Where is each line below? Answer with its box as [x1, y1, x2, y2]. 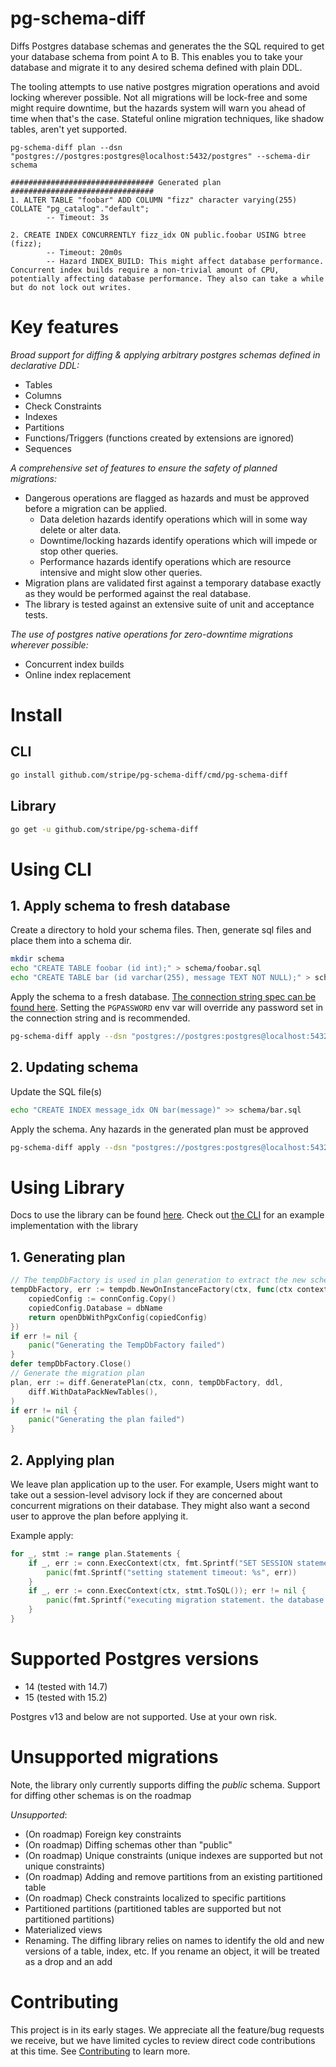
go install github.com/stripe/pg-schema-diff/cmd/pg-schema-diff [10, 770, 288, 780]
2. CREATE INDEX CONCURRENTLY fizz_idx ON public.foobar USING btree [10, 230, 307, 240]
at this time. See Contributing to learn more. [10, 2045, 191, 2057]
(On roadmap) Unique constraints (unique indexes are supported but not [24, 1849, 323, 1861]
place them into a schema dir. [10, 935, 132, 947]
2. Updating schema [10, 1059, 139, 1076]
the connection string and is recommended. [10, 1012, 191, 1024]
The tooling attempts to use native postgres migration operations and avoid [10, 80, 320, 92]
